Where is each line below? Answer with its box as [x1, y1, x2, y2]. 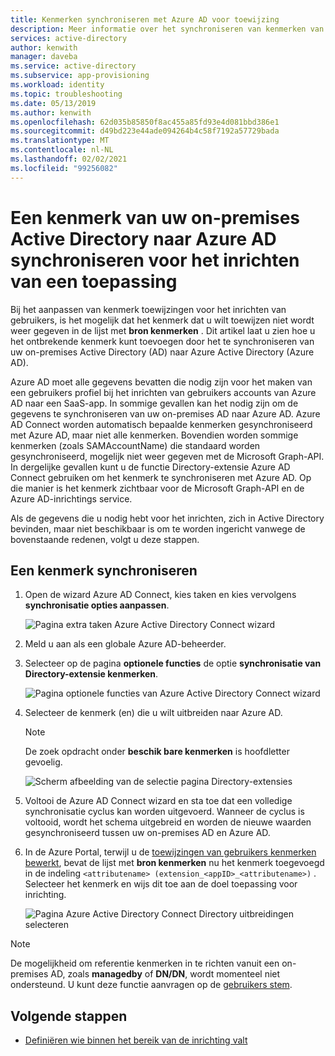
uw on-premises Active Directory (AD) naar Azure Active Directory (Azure [10, 346, 315, 358]
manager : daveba [10, 52, 78, 62]
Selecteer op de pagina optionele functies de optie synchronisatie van [24, 657, 322, 670]
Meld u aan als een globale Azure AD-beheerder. [24, 638, 227, 650]
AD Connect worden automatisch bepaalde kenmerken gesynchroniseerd [10, 418, 313, 430]
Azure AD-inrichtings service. [10, 492, 133, 505]
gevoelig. [24, 756, 63, 768]
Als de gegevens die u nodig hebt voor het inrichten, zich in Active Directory [10, 512, 325, 524]
